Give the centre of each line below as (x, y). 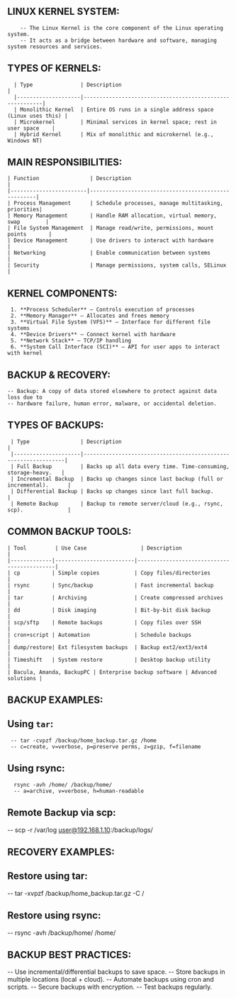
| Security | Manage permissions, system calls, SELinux (117, 265)
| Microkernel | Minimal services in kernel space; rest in (116, 122)
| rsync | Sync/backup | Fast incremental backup (111, 585)
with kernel (25, 353)
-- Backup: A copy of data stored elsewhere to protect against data (112, 392)
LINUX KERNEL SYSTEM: (63, 12)
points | (30, 234)
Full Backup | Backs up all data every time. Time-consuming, (123, 466)
